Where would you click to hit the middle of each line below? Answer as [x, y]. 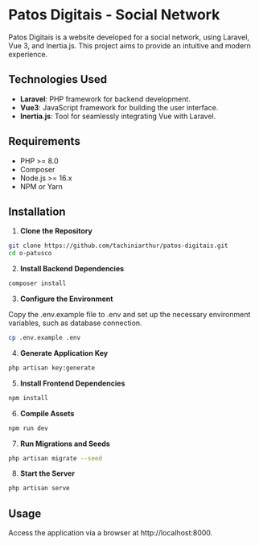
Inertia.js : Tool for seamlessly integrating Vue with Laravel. [118, 116]
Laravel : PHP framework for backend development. [105, 99]
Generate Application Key [64, 353]
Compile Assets [47, 413]
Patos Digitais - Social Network [114, 15]
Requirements [44, 141]
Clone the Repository [56, 231]
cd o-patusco [30, 254]
